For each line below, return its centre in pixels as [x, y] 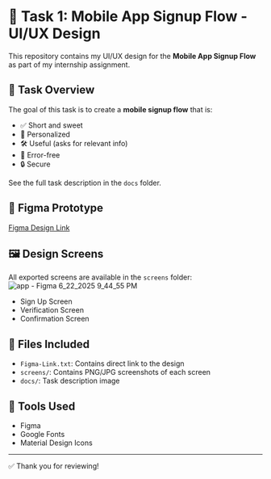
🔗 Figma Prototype [56, 208]
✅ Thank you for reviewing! [54, 466]
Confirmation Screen [55, 319]
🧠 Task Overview [52, 90]
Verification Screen [52, 310]
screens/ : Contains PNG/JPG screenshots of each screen [115, 372]
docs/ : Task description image [70, 381]
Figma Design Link [39, 227]
